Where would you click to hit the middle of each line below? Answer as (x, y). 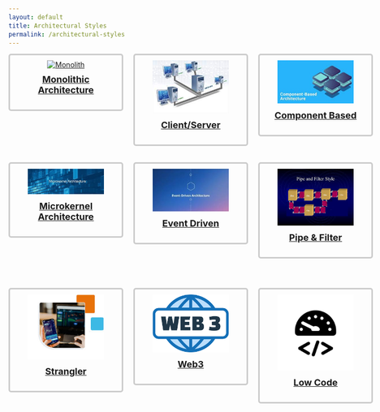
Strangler (66, 371)
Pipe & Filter (315, 238)
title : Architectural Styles (58, 26)
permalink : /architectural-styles (67, 34)
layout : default (36, 17)
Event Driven (190, 223)
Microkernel (66, 206)
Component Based (316, 115)
